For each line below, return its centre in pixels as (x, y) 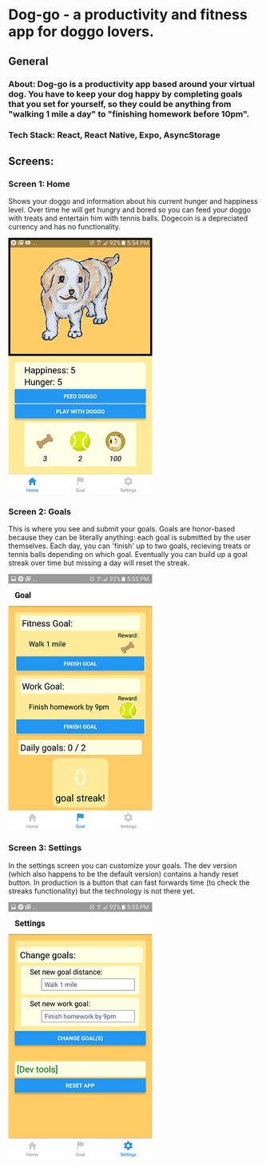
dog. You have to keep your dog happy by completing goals (125, 94)
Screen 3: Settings (45, 848)
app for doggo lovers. (81, 32)
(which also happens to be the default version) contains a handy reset (123, 874)
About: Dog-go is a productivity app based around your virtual (132, 84)
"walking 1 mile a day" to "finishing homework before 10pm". (129, 113)
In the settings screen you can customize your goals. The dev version (123, 866)
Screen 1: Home (39, 184)
